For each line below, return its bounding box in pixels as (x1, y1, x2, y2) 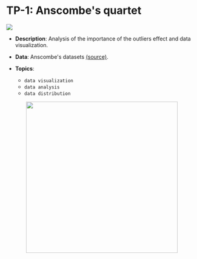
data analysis (24, 84, 60, 90)
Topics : (15, 65, 35, 72)
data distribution (24, 90, 71, 97)
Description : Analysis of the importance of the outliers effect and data (15, 34, 191, 42)
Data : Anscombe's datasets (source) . (15, 53, 109, 61)
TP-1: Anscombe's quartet (6, 4, 142, 18)
